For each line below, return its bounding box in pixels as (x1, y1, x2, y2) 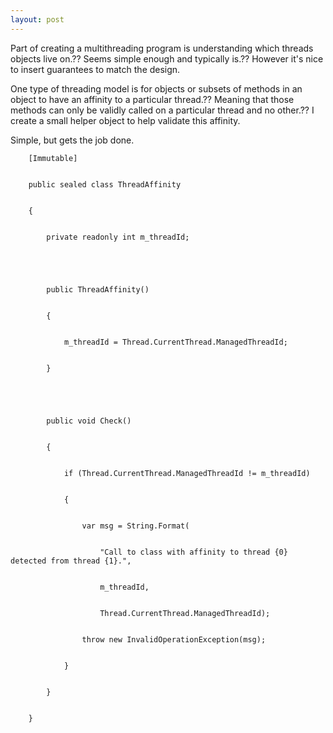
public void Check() (46, 416, 132, 426)
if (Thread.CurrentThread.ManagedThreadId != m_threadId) (63, 468, 311, 478)
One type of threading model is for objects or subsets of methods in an (10, 82, 303, 95)
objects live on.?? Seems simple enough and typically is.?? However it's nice (10, 52, 324, 65)
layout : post (10, 14, 65, 25)
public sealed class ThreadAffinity (28, 179, 182, 190)
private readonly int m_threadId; (46, 232, 190, 242)
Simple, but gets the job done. (10, 134, 135, 146)
